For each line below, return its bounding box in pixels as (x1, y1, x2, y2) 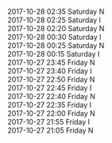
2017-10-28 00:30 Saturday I (7, 32, 102, 42)
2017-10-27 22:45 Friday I (7, 83, 92, 93)
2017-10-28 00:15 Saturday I (7, 50, 100, 58)
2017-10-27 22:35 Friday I (7, 100, 92, 109)
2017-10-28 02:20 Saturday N (7, 24, 105, 33)
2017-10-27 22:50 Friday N (7, 75, 95, 84)
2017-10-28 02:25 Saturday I (7, 15, 101, 25)
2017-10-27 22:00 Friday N (7, 109, 96, 118)
